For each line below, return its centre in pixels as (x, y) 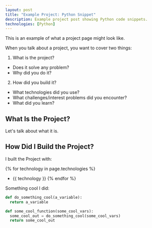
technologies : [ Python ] (30, 24)
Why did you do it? (32, 73)
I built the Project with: (29, 159)
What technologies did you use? (46, 92)
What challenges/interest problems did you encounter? (70, 98)
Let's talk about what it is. (32, 131)
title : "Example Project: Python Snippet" (50, 15)
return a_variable (29, 202)
